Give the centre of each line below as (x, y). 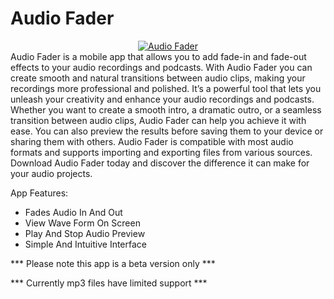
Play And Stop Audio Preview (85, 233)
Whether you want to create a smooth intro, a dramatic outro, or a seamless (166, 109)
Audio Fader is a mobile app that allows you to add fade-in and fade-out (158, 56)
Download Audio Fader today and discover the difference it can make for (160, 163)
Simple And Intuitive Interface (85, 244)
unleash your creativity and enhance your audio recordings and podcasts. (162, 99)
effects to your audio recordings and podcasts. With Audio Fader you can (161, 67)
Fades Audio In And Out (73, 212)
